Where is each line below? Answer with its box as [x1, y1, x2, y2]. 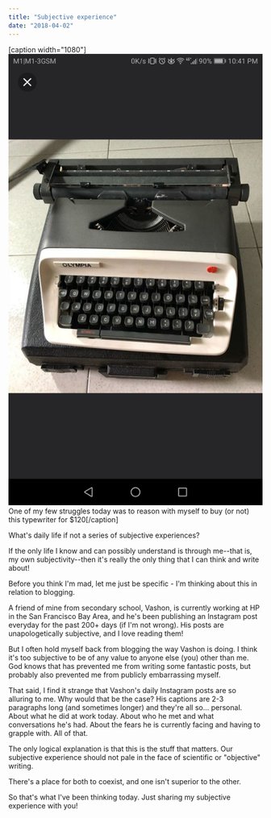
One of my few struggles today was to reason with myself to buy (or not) [8, 506, 250, 516]
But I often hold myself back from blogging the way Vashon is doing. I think [8, 644, 258, 654]
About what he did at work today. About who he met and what [8, 711, 215, 720]
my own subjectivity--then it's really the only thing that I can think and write [8, 554, 260, 564]
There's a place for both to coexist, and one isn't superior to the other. [8, 776, 242, 786]
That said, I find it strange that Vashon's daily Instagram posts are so [8, 685, 236, 695]
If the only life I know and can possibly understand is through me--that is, [8, 546, 252, 555]
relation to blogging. [8, 587, 75, 596]
